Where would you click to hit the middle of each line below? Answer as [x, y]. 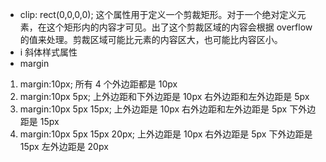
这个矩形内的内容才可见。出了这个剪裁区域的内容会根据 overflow [179, 27]
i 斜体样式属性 [48, 52]
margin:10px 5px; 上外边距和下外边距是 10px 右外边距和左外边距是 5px [164, 96]
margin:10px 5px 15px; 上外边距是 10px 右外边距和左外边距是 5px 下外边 [168, 109]
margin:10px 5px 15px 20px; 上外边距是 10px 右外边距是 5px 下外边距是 [166, 134]
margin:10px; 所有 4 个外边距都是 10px [98, 84]
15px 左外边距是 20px [64, 146]
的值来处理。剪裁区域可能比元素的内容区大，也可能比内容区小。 [151, 39]
